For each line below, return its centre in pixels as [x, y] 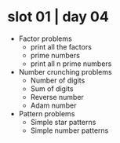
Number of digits [58, 80]
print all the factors [61, 46]
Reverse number [57, 97]
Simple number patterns [69, 130]
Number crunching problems [65, 71]
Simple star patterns [63, 122]
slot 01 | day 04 [58, 17]
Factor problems [45, 38]
